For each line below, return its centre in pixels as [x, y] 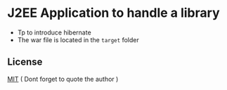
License [25, 62]
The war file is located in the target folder [78, 39]
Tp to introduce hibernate [54, 32]
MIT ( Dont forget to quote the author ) [63, 79]
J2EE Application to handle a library [113, 13]
